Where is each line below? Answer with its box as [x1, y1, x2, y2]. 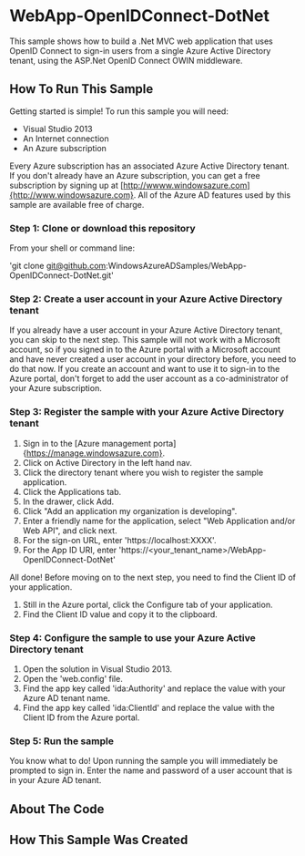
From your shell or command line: [9, 242, 135, 253]
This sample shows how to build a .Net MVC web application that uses [9, 36, 273, 46]
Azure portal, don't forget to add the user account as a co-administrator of [9, 373, 289, 384]
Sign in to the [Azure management [22, 438, 152, 449]
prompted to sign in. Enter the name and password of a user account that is [9, 765, 293, 776]
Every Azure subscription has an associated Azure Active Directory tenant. [9, 160, 290, 171]
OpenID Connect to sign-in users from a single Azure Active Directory [9, 45, 271, 56]
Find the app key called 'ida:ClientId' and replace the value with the [22, 702, 276, 713]
